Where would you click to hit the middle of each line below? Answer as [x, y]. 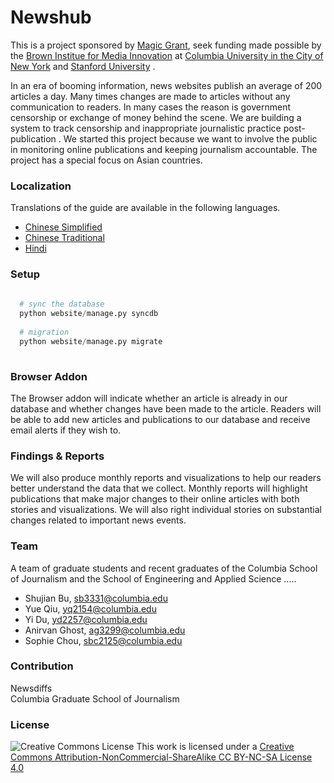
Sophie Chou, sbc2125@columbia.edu [103, 640]
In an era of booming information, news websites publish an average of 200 [166, 85]
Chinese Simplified [63, 227]
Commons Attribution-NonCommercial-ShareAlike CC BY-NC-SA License [161, 757]
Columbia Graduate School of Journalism [95, 698]
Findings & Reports [57, 456]
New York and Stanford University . [83, 66]
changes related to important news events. [98, 520]
